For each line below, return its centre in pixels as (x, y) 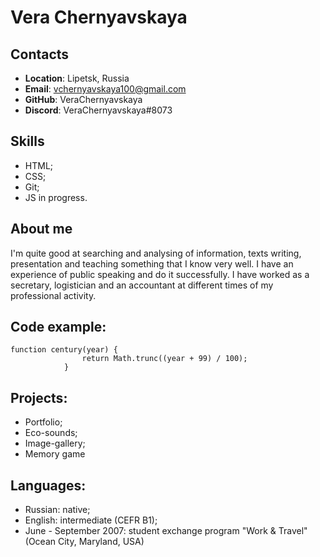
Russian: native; (57, 510)
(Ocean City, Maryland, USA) (84, 542)
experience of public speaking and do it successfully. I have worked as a (160, 274)
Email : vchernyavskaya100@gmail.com (105, 89)
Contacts (40, 54)
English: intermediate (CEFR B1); (91, 520)
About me (41, 229)
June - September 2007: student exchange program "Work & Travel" (166, 531)
